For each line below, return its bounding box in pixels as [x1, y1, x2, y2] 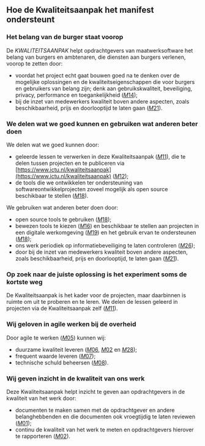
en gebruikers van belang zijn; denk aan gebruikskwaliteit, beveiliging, [15, 85, 193, 92]
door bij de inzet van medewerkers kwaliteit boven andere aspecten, [15, 248, 188, 255]
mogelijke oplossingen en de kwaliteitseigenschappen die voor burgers [15, 78, 195, 85]
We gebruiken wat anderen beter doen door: [6, 203, 118, 211]
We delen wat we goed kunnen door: [6, 141, 100, 148]
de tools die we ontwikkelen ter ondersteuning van [15, 179, 143, 186]
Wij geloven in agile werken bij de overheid [6, 320, 136, 328]
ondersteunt [6, 15, 55, 25]
